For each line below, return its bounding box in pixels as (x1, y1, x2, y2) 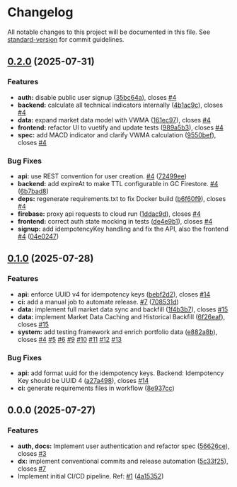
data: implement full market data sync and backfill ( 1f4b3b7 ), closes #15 (17, 305, 229, 314)
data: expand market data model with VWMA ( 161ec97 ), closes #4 (17, 115, 211, 124)
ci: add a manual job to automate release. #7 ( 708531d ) (17, 297, 179, 306)
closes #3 (17, 449, 47, 457)
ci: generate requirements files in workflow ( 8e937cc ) (17, 384, 175, 392)
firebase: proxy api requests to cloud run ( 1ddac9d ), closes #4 (17, 210, 201, 218)
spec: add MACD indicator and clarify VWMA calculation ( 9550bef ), (17, 130, 216, 139)
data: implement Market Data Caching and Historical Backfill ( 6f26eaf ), (17, 312, 226, 321)
